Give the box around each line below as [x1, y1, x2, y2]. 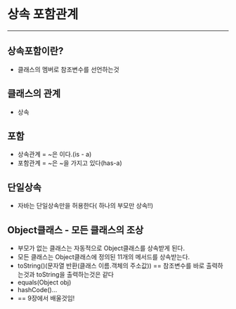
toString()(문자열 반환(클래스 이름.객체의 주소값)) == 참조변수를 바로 [17, 261, 205, 270]
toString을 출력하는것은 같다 [36, 270, 114, 278]
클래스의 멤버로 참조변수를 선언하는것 [17, 65, 119, 74]
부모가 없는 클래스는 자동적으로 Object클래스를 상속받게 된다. [17, 244, 185, 252]
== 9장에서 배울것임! [17, 294, 75, 302]
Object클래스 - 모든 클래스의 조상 [7, 224, 144, 236]
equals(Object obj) [17, 278, 72, 287]
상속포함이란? [7, 45, 64, 57]
